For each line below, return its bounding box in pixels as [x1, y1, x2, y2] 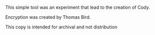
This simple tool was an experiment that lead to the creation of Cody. [5, 5, 150, 10]
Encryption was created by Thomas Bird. [5, 14, 91, 20]
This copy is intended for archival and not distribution [5, 24, 118, 30]
